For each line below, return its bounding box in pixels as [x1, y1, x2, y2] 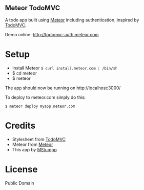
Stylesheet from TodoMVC [12, 136, 66, 142]
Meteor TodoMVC [5, 4, 60, 12]
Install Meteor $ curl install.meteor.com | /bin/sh [12, 65, 118, 71]
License [5, 164, 38, 175]
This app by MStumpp [12, 146, 57, 152]
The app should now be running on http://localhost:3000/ [5, 85, 121, 91]
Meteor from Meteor [12, 142, 53, 147]
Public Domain [5, 180, 34, 186]
